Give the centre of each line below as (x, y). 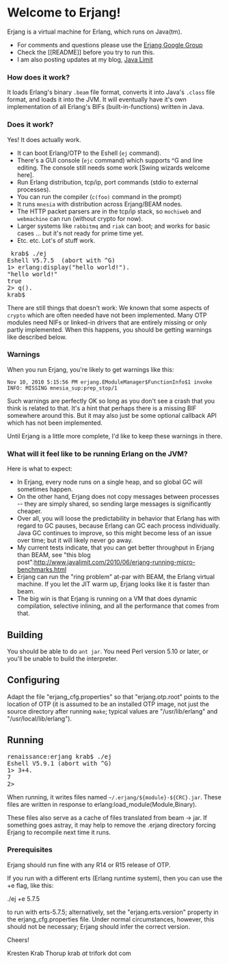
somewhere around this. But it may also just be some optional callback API (112, 415)
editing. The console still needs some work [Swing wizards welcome (113, 167)
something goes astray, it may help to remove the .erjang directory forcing (112, 825)
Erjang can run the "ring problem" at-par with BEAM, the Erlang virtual (116, 577)
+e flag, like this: (30, 885)
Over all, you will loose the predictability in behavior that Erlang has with (118, 519)
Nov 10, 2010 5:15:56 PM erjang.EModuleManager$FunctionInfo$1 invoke (110, 382)
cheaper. (29, 511)
